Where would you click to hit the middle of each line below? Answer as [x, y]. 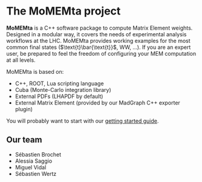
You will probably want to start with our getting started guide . [83, 121]
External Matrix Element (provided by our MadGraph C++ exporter [97, 102]
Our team [24, 140]
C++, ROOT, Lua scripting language [59, 83]
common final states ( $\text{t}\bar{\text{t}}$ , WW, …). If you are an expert [99, 47]
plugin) [24, 109]
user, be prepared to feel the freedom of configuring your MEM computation [101, 53]
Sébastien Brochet [38, 154]
